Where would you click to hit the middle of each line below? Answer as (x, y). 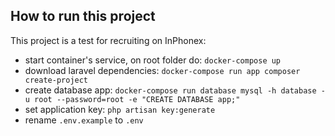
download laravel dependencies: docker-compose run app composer (162, 70)
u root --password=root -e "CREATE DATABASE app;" (132, 99)
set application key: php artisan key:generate (120, 109)
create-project (56, 80)
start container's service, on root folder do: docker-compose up (153, 60)
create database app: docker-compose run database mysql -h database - (175, 90)
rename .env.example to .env (84, 120)
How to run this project (83, 16)
